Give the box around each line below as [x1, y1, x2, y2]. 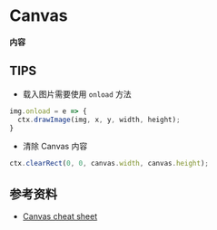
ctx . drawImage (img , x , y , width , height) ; [17, 115, 181, 124]
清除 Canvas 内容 [22, 141, 88, 152]
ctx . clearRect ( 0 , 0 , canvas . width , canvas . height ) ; [9, 159, 209, 168]
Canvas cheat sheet [22, 211, 98, 222]
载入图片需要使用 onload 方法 [22, 88, 132, 100]
